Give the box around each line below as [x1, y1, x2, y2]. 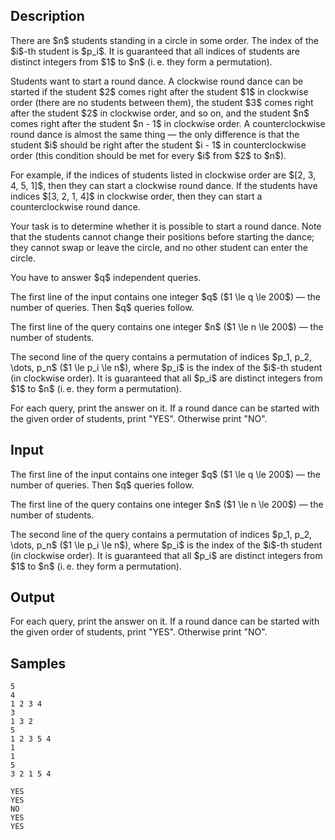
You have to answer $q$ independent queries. [10, 271, 202, 283]
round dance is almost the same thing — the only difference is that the [10, 128, 300, 140]
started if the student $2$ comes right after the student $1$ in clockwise [10, 85, 309, 98]
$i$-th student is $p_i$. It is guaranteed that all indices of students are [10, 45, 300, 57]
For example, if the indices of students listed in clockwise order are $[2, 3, [10, 169, 317, 181]
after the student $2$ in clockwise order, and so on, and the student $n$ [10, 107, 310, 119]
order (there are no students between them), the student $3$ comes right [10, 96, 314, 108]
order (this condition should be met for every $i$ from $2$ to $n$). [10, 149, 287, 161]
